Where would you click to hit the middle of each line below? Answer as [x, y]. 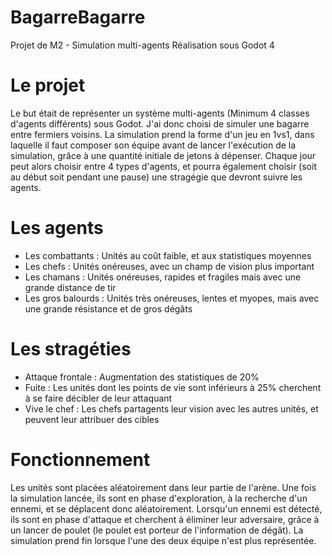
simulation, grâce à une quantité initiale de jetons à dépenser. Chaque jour [163, 155]
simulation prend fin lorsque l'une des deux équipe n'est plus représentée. [163, 540]
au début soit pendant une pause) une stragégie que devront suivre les [156, 177]
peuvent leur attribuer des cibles [92, 419]
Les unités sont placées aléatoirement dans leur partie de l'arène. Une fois [163, 487]
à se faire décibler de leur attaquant [98, 398]
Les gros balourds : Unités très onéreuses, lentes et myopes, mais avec [172, 298]
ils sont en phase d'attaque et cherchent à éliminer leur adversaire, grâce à [165, 519]
